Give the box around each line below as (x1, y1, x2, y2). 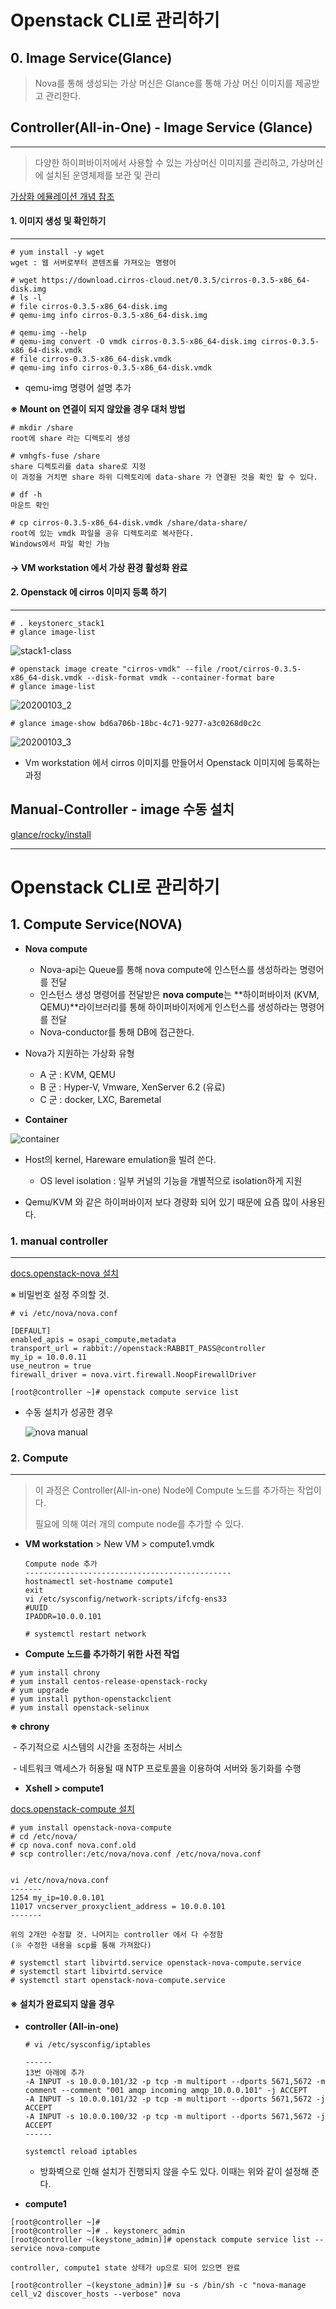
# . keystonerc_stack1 (10, 618, 105, 628)
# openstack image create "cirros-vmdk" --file (10, 664, 213, 674)
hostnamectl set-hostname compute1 (24, 1577, 174, 1587)
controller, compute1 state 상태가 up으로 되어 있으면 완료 (10, 2263, 241, 2273)
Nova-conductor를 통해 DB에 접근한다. (39, 1026, 195, 1038)
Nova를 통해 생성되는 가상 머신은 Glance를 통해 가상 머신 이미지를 (34, 77, 293, 89)
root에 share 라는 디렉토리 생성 (10, 434, 131, 444)
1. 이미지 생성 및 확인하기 (10, 215, 107, 227)
